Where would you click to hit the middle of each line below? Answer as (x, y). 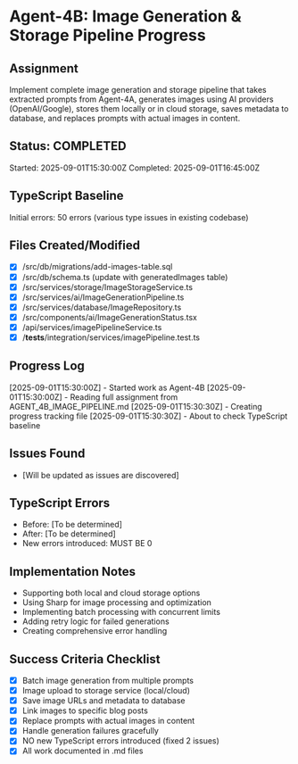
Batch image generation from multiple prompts (108, 681)
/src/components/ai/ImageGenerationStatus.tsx (110, 317)
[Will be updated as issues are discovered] (101, 475)
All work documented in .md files (83, 751)
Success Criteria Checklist (85, 659)
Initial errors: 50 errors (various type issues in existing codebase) (129, 217)
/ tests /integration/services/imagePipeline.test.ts (111, 337)
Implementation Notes (73, 572)
